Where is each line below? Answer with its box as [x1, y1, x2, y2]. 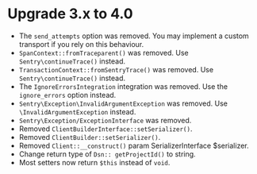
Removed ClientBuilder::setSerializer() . [18, 132, 161, 141]
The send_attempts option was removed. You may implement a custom [18, 31, 249, 41]
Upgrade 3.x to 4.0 [7, 5, 133, 23]
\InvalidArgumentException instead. [18, 106, 136, 116]
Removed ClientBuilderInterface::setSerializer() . [18, 124, 193, 133]
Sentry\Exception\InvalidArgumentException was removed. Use [18, 99, 228, 108]
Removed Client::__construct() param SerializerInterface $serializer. [18, 141, 249, 150]
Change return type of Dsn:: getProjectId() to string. [18, 149, 196, 159]
